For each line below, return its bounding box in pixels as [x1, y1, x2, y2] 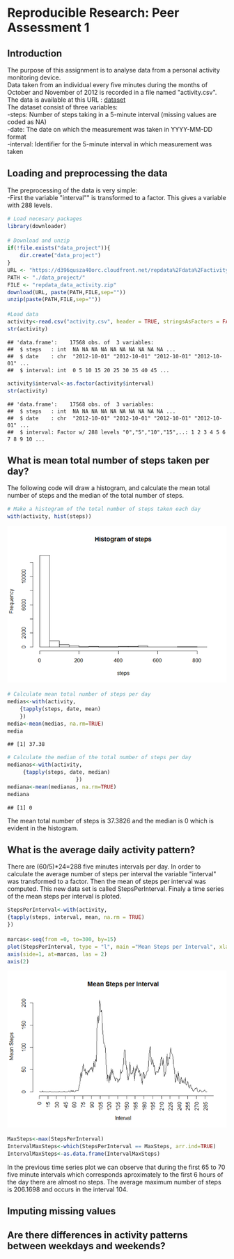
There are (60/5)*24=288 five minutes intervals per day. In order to [7, 862, 201, 871]
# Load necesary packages [7, 215, 82, 222]
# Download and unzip [7, 237, 70, 245]
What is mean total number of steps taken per [7, 455, 210, 466]
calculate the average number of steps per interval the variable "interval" [7, 870, 217, 878]
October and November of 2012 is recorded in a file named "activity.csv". [7, 89, 217, 96]
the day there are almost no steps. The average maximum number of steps [7, 1178, 221, 1186]
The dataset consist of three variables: [7, 103, 118, 111]
